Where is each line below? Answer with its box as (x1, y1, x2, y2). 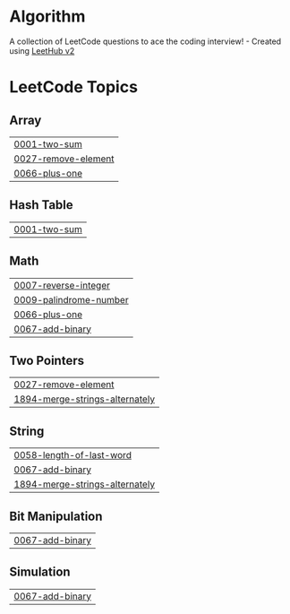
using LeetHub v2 (9, 45, 75, 56)
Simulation (9, 565, 71, 580)
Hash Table (9, 197, 73, 212)
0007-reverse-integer (13, 279, 110, 291)
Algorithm (9, 6, 86, 27)
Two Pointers (9, 352, 85, 368)
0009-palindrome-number (13, 293, 129, 306)
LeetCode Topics (9, 77, 139, 98)
